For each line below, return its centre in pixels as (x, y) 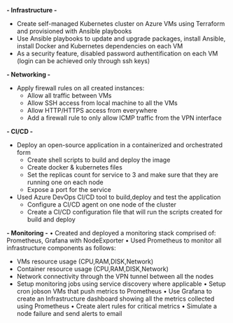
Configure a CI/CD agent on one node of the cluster (101, 205)
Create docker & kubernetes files (75, 167)
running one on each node (65, 182)
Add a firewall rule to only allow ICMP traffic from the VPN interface (124, 118)
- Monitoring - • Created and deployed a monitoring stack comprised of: (111, 233)
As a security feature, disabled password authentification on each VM (117, 53)
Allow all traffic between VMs (69, 95)
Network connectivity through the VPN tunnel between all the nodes (115, 276)
